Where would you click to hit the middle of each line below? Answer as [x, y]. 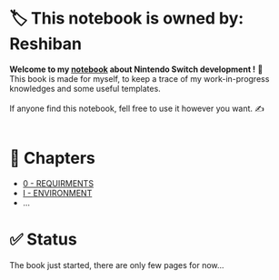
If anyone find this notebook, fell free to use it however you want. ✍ [137, 108]
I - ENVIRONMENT [57, 193]
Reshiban [46, 44]
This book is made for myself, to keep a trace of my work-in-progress [139, 78]
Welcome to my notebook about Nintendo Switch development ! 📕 [136, 69]
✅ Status [43, 240]
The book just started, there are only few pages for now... [117, 265]
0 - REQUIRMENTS [58, 183]
